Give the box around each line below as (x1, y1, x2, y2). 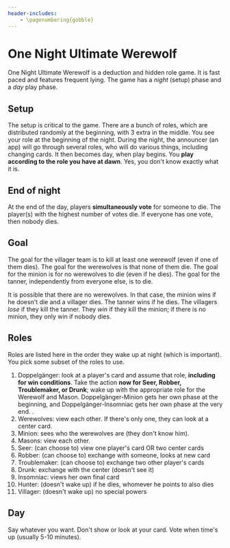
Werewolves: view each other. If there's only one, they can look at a (17, 414, 209, 423)
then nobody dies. (8, 217, 59, 226)
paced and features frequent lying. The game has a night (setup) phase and (8, 76, 222, 84)
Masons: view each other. (17, 436, 91, 445)
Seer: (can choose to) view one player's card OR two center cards (17, 443, 205, 452)
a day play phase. (8, 83, 58, 91)
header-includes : (8, 10, 57, 17)
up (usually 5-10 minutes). (8, 532, 81, 541)
